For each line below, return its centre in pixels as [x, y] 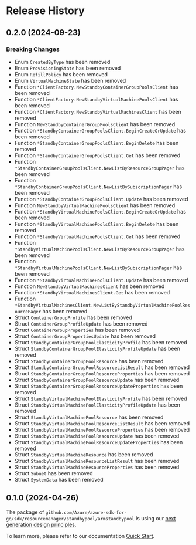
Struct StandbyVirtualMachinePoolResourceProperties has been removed [102, 429]
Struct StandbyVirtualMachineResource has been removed [84, 454]
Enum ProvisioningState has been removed [68, 68]
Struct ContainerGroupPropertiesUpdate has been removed [85, 336]
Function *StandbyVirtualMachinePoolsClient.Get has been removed [97, 236]
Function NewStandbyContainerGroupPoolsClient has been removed [95, 124]
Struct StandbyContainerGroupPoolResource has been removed [89, 361]
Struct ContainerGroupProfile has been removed [73, 317]
